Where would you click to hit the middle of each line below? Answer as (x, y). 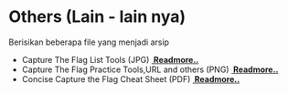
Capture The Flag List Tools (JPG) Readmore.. (110, 59)
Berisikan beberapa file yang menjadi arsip (89, 42)
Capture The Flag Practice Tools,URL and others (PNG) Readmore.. (150, 69)
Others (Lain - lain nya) (97, 17)
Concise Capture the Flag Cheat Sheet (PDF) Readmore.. (131, 78)
